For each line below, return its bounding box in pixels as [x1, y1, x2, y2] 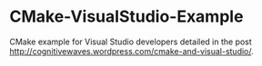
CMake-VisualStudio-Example [9, 6, 244, 27]
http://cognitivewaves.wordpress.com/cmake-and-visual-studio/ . [9, 45, 255, 56]
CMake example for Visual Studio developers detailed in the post [9, 36, 252, 47]
